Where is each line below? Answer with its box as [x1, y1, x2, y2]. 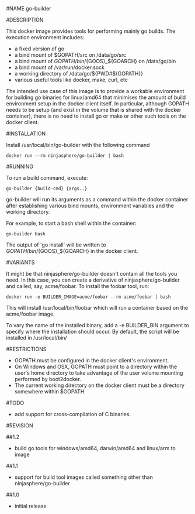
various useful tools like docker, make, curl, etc [14, 76, 128, 83]
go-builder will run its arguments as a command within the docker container [6, 196, 189, 203]
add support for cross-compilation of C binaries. [14, 411, 131, 417]
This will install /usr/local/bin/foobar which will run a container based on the [6, 304, 189, 311]
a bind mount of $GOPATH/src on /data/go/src [14, 52, 127, 58]
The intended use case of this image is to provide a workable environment [6, 88, 184, 94]
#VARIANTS [6, 259, 35, 266]
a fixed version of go [14, 45, 65, 52]
